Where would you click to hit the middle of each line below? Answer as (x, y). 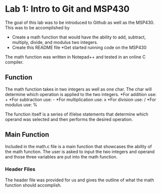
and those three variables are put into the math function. (61, 156)
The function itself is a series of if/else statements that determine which (77, 114)
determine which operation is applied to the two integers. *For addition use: (81, 94)
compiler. (14, 62)
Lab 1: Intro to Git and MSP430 (67, 9)
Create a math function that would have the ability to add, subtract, (79, 37)
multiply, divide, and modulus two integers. (55, 42)
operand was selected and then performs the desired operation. (69, 119)
